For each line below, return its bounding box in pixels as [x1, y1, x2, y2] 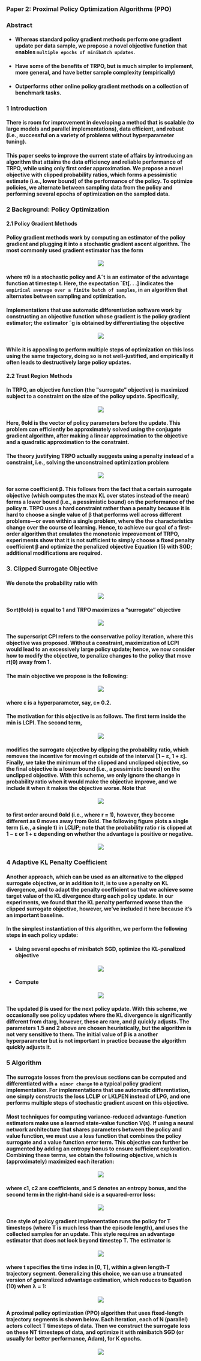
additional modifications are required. [6, 549, 103, 557]
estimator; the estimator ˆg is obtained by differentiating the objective [6, 319, 185, 326]
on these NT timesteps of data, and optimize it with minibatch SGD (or [6, 1329, 184, 1336]
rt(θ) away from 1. [6, 658, 52, 665]
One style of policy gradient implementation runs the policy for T [6, 1217, 171, 1224]
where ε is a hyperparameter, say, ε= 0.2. [6, 699, 112, 706]
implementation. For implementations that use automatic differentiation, [6, 1086, 190, 1093]
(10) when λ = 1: [6, 1283, 47, 1290]
